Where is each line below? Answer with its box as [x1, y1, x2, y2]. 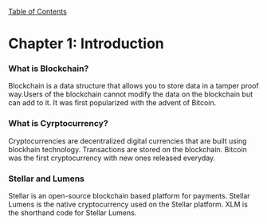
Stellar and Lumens [8, 173, 85, 184]
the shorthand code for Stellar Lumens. [8, 208, 137, 218]
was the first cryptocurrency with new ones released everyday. [8, 153, 216, 163]
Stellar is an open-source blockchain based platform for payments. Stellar [8, 191, 250, 201]
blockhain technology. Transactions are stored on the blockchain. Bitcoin [8, 144, 247, 154]
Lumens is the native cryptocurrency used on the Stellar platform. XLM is [8, 199, 249, 210]
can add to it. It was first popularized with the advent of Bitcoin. [8, 98, 217, 108]
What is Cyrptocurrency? [8, 118, 109, 129]
